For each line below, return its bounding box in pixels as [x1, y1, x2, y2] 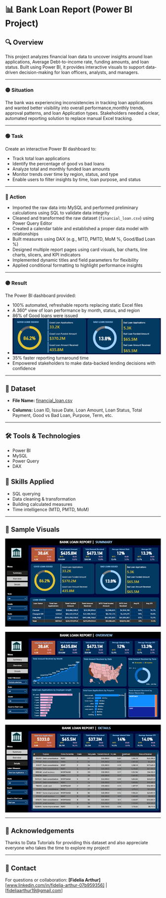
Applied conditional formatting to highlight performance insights [12, 262, 143, 268]
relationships [12, 231, 39, 237]
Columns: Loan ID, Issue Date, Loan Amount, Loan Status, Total [12, 407, 142, 413]
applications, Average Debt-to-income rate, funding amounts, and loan [5, 59, 149, 65]
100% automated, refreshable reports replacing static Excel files [12, 302, 143, 308]
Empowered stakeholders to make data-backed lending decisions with [12, 360, 156, 366]
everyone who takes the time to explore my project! [5, 845, 110, 851]
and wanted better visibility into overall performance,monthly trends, [5, 105, 145, 111]
